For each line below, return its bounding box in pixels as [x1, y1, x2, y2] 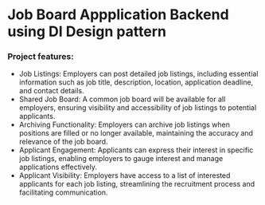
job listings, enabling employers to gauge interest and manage [18, 154, 224, 164]
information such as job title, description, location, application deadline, [18, 77, 254, 87]
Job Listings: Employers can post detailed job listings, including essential [18, 69, 259, 79]
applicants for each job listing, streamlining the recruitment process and [18, 179, 255, 189]
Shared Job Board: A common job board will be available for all [18, 94, 226, 104]
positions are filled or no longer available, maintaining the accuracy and [18, 128, 254, 138]
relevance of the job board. [18, 137, 108, 147]
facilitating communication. [18, 187, 108, 197]
